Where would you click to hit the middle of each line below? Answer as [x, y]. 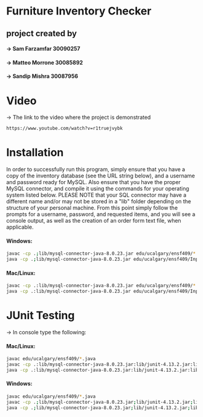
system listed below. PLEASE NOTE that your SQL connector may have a [96, 195]
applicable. [20, 227]
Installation [35, 153]
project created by [42, 33]
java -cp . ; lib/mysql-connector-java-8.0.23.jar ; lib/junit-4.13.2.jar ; [98, 408]
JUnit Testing [40, 316]
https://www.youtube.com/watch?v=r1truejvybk [64, 129]
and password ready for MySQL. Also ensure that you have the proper [94, 182]
